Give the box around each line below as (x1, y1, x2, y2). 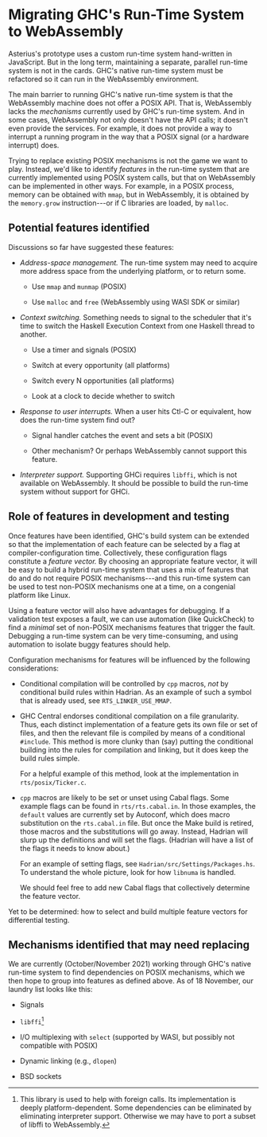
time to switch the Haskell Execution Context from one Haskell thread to (19, 321, 255, 330)
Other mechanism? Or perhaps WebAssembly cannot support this (31, 446, 248, 455)
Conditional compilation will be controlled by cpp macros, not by (19, 678, 229, 688)
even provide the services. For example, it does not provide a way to (8, 123, 233, 133)
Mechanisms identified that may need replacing (8, 938, 250, 951)
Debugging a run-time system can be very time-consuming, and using (8, 631, 238, 640)
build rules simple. (19, 753, 80, 763)
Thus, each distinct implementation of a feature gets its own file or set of (19, 719, 258, 729)
